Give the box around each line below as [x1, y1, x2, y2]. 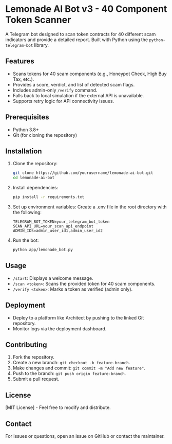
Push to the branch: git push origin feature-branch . [12, 370, 126, 377]
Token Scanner [5, 14, 71, 26]
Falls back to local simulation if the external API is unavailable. [12, 92, 144, 98]
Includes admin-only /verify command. [12, 87, 98, 93]
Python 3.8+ [12, 127, 40, 133]
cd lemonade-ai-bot [12, 175, 55, 181]
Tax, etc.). [12, 76, 34, 82]
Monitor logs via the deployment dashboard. [12, 325, 107, 332]
